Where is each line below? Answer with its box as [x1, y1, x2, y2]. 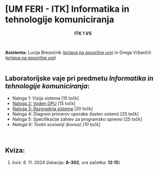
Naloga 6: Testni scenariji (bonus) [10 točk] [12, 121, 101, 127]
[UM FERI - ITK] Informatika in [5, 3, 130, 15]
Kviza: [5, 146, 25, 155]
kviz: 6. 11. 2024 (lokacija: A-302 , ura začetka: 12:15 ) [12, 159, 120, 165]
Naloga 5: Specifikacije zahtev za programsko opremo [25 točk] [12, 116, 142, 122]
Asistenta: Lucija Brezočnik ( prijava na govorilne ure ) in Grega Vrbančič [5, 49, 152, 55]
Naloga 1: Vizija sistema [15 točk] [12, 95, 79, 101]
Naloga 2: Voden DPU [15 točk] [12, 100, 76, 106]
